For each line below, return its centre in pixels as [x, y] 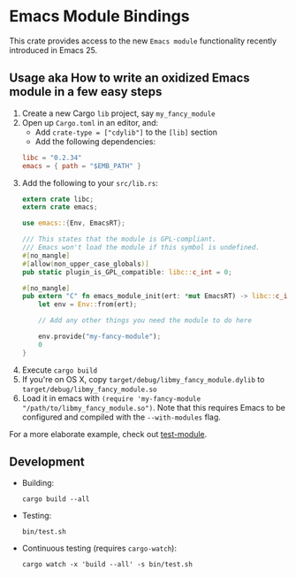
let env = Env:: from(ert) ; [88, 304]
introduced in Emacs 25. [53, 50]
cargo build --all [56, 499]
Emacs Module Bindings [99, 16]
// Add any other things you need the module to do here [145, 320]
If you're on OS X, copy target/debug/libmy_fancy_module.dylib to [143, 379]
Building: [38, 483]
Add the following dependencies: [95, 141]
